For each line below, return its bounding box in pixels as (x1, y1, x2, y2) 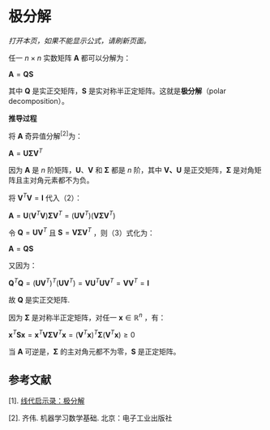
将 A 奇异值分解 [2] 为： (8, 129, 83, 140)
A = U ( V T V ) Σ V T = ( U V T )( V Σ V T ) (8, 209, 116, 220)
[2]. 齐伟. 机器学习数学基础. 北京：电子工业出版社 (8, 413, 173, 423)
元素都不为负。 (43, 175, 94, 185)
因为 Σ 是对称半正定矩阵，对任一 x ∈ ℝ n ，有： (8, 311, 166, 322)
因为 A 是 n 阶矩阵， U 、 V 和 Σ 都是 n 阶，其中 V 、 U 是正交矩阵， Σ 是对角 (8, 166, 255, 175)
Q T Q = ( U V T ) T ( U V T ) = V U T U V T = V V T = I (8, 277, 150, 288)
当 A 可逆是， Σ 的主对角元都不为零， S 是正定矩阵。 (8, 346, 181, 357)
